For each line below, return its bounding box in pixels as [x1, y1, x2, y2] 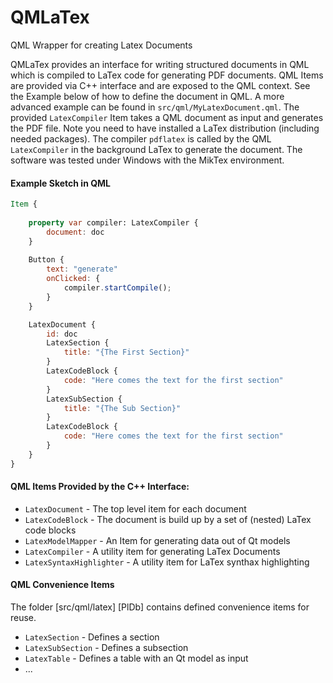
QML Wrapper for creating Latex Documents [10, 39, 193, 51]
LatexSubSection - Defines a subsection [24, 642, 189, 654]
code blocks [24, 524, 77, 536]
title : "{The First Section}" [63, 347, 190, 358]
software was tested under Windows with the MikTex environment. [10, 154, 285, 166]
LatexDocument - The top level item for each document [24, 502, 247, 515]
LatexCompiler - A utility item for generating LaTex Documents [24, 545, 281, 557]
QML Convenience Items [10, 579, 115, 591]
